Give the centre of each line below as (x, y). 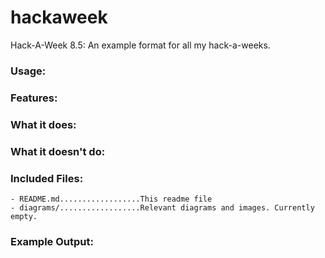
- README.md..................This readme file (111, 199)
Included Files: (47, 178)
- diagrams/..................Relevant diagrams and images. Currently (162, 207)
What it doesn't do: (58, 151)
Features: (34, 98)
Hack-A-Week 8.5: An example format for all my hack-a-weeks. (140, 45)
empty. (24, 216)
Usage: (28, 71)
